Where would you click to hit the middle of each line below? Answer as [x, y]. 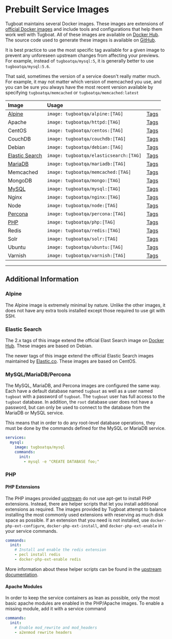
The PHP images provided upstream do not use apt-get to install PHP [78, 498]
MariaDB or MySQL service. [35, 413]
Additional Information [42, 279]
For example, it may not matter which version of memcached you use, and [83, 82]
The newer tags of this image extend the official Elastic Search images [80, 355]
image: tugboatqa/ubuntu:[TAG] [85, 247]
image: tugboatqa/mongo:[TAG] [84, 180]
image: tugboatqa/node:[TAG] [82, 205]
